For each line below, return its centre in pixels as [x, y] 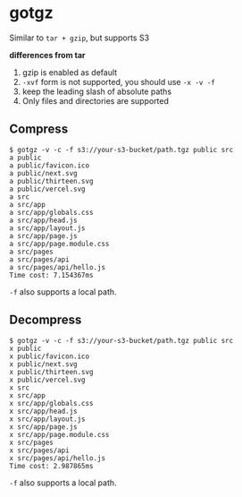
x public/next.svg [43, 364]
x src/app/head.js [43, 411]
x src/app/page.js [43, 427]
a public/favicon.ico [50, 165]
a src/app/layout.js [48, 228]
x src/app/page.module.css [59, 434]
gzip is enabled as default [70, 72]
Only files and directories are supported [96, 100]
